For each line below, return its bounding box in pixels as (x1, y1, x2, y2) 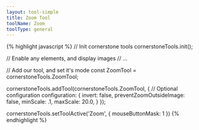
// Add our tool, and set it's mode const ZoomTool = (6, 67, 137, 74)
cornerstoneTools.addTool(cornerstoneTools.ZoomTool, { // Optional (6, 85, 178, 93)
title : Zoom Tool (6, 15, 51, 21)
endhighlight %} (6, 117, 47, 124)
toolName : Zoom (6, 20, 45, 26)
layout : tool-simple (6, 9, 59, 15)
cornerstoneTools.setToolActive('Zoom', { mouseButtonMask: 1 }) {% (6, 110, 179, 117)
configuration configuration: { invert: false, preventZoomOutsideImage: (6, 91, 186, 99)
